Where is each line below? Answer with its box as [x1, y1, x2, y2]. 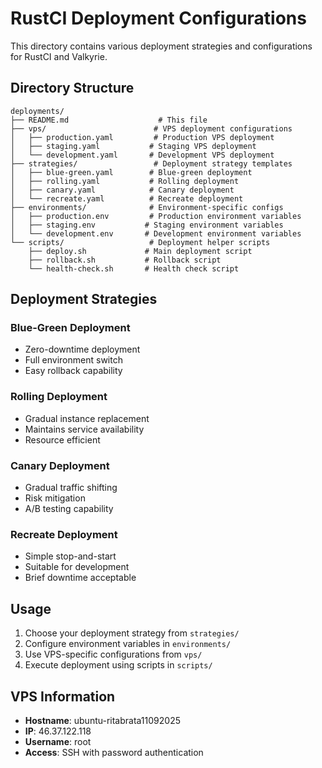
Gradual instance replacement [24, 412, 150, 424]
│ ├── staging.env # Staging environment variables [10, 220, 284, 230]
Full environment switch [24, 354, 123, 366]
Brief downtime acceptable [24, 572, 137, 584]
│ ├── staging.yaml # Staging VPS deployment [10, 141, 257, 151]
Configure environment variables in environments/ [24, 638, 232, 650]
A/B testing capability [24, 503, 114, 515]
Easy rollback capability [24, 365, 123, 377]
